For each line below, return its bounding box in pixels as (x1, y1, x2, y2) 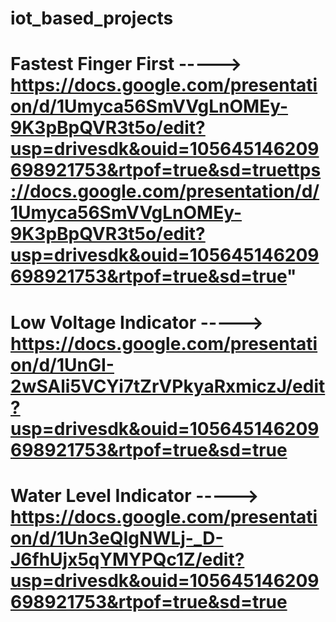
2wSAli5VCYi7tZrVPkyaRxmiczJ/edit (10, 375, 326, 397)
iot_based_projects (10, 7, 174, 30)
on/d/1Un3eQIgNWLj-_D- (10, 527, 224, 549)
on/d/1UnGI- (10, 353, 115, 376)
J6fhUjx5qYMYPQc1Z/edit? (10, 548, 245, 571)
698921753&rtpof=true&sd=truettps (10, 159, 322, 182)
